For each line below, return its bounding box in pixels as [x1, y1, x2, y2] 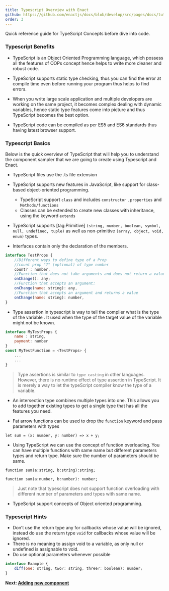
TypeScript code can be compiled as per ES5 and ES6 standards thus [12, 122, 157, 128]
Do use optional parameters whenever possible [12, 551, 111, 557]
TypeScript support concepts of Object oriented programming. [12, 501, 142, 507]
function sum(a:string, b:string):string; [5, 468, 96, 473]
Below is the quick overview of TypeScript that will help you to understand [5, 151, 159, 157]
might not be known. [12, 319, 55, 326]
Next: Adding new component [5, 579, 69, 586]
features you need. [12, 408, 52, 414]
